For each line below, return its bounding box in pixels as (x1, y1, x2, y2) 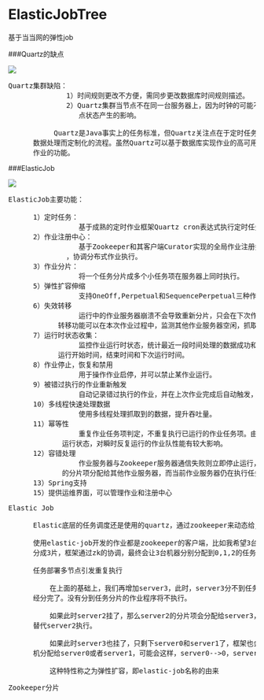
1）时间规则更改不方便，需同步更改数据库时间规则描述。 (66, 91, 250, 100)
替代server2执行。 (32, 620, 97, 630)
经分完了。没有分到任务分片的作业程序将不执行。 (32, 593, 192, 602)
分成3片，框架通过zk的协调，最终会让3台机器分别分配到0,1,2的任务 (32, 548, 257, 557)
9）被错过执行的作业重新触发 (32, 380, 127, 389)
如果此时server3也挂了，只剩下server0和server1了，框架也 (49, 639, 254, 647)
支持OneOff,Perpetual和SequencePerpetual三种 (78, 291, 250, 300)
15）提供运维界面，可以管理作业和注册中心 (32, 488, 173, 497)
